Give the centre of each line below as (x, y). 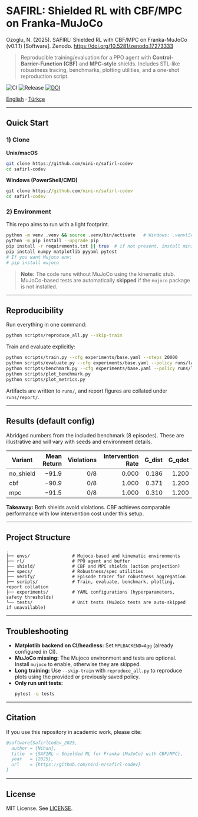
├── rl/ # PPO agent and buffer (68, 561)
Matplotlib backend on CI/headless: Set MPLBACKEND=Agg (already (94, 645)
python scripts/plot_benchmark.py (49, 374)
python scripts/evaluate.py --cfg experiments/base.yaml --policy (89, 363)
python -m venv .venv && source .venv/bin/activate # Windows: (88, 235)
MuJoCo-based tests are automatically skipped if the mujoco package (105, 280)
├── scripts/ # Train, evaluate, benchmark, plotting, (91, 582)
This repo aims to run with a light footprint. (58, 225)
